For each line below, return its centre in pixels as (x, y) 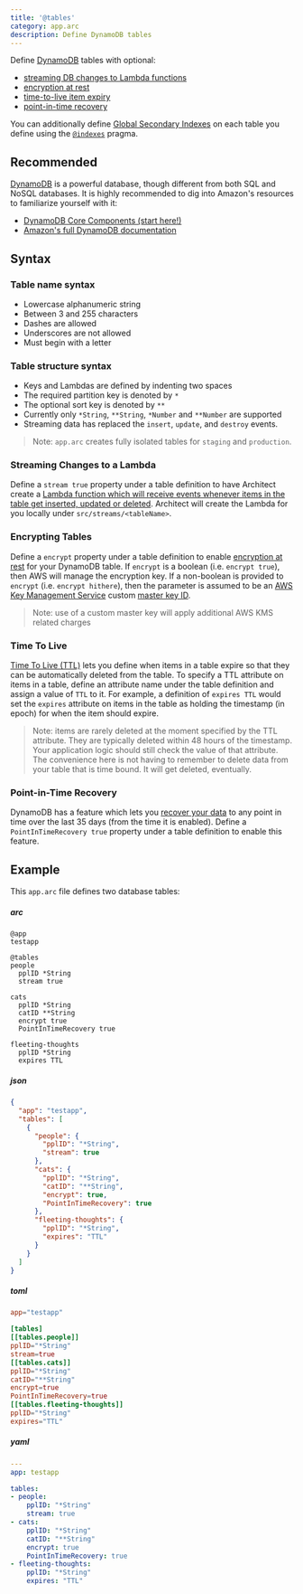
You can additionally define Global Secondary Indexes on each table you (145, 124)
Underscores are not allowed (77, 333)
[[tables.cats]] (41, 1363)
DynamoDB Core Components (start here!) (102, 221)
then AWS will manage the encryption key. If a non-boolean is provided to (147, 576)
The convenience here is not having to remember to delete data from (161, 759)
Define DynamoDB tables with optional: (83, 61)
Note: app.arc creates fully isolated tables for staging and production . (162, 442)
